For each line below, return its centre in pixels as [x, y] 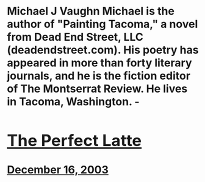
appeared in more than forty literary [99, 63]
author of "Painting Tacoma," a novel [103, 24]
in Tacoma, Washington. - [73, 102]
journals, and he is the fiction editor [99, 76]
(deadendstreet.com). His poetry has [103, 50]
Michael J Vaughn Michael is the [91, 11]
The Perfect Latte [74, 140]
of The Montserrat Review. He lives [97, 89]
